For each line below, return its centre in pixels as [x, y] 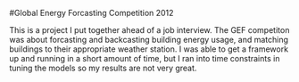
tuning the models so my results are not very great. [103, 68]
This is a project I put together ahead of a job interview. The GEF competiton [149, 30]
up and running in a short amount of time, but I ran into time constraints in [145, 58]
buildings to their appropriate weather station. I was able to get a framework [149, 49]
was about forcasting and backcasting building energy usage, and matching [149, 40]
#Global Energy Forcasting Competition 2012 [91, 13]
